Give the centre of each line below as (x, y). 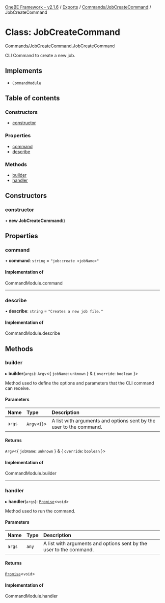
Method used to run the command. (40, 511)
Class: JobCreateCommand (63, 32)
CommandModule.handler (31, 596)
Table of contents (32, 98)
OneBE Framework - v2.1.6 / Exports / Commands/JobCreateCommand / (78, 7)
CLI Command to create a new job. (40, 55)
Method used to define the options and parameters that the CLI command (80, 383)
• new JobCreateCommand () (35, 221)
